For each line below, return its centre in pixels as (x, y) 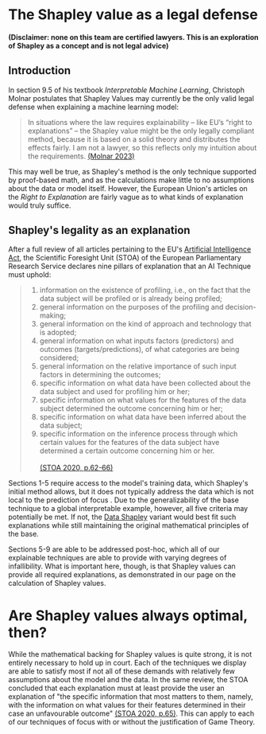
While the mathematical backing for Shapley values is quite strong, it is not (130, 654)
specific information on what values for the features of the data (143, 400)
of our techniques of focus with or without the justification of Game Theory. (132, 722)
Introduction (40, 70)
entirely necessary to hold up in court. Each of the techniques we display (127, 663)
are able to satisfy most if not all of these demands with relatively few (122, 671)
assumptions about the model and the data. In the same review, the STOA (128, 680)
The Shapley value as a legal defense (133, 15)
